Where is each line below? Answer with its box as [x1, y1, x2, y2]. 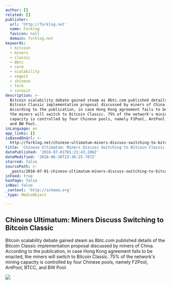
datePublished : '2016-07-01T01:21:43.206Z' [5, 150, 99, 155]
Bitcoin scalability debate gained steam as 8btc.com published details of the [5, 237, 165, 243]
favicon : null [10, 31, 40, 36]
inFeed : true [5, 173, 33, 178]
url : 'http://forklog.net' [10, 21, 67, 27]
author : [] [5, 7, 28, 13]
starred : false [5, 159, 38, 164]
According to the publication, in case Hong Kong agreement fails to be [5, 248, 153, 254]
